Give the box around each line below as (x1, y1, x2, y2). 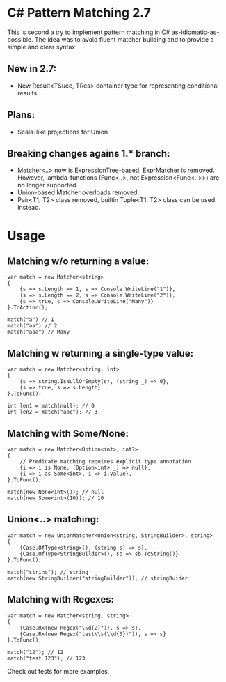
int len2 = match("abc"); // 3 (7, 409, 98, 416)
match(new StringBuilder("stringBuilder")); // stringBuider (7, 575, 188, 582)
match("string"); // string (7, 568, 89, 575)
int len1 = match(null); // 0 (7, 403, 95, 410)
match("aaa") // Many (7, 329, 70, 336)
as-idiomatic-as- (171, 28, 220, 36)
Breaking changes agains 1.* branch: (7, 148, 170, 160)
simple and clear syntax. (7, 42, 78, 51)
